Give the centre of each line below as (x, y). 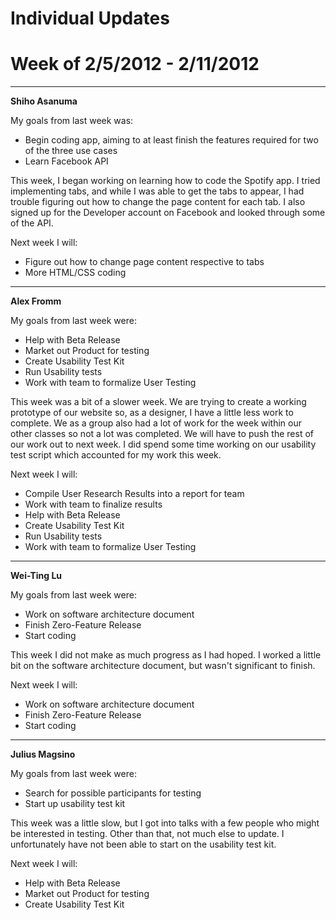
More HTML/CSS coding (75, 273)
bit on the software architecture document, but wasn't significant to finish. (163, 666)
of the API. (32, 223)
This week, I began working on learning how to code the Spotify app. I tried (165, 181)
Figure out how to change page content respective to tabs (144, 262)
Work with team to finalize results (93, 504)
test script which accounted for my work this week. (116, 455)
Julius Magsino (43, 754)
